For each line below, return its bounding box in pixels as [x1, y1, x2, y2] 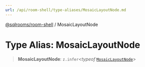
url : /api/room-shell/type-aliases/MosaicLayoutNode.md [5, 7, 126, 13]
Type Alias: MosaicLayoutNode [5, 39, 140, 51]
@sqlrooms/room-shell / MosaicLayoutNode [5, 21, 98, 27]
